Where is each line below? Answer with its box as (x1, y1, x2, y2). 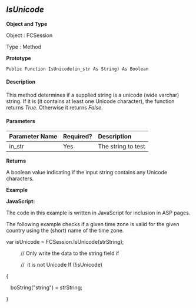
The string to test (98, 143, 145, 151)
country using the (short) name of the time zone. (6, 227, 124, 234)
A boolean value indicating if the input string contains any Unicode (6, 169, 168, 176)
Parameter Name (9, 133, 58, 141)
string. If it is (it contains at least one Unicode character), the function (6, 98, 175, 105)
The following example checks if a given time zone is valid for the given (6, 221, 180, 228)
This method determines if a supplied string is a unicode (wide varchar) (6, 91, 180, 99)
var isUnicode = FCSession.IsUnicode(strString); (6, 239, 124, 246)
